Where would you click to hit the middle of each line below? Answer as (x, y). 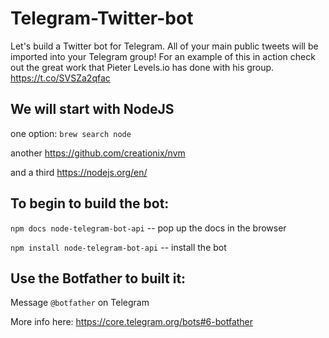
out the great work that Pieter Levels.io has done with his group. (142, 67)
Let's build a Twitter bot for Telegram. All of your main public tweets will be (164, 46)
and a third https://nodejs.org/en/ (79, 172)
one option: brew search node (71, 133)
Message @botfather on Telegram (80, 303)
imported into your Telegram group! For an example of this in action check (163, 56)
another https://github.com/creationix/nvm (98, 153)
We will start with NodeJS (92, 109)
